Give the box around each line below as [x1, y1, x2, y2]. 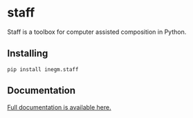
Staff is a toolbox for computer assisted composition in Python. [7, 28, 187, 36]
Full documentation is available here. [7, 103, 112, 111]
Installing [7, 48, 48, 59]
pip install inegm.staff [7, 66, 79, 73]
